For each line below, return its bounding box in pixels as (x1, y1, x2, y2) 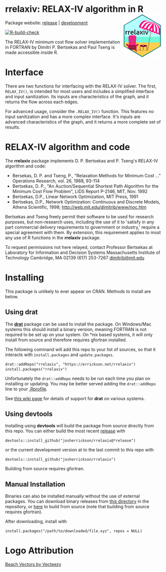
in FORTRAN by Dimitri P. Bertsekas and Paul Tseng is (5, 44, 115, 50)
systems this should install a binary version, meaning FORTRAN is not (5, 326, 147, 332)
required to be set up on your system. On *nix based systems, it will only (5, 331, 153, 337)
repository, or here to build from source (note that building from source (5, 504, 150, 510)
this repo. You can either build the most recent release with (5, 428, 125, 434)
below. (5, 293, 19, 299)
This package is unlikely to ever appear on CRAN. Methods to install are (5, 288, 151, 294)
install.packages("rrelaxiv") (5, 367, 68, 371)
